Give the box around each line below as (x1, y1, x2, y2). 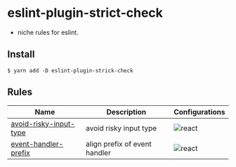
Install (7, 48, 35, 60)
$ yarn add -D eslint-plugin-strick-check (7, 67, 133, 74)
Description (106, 107, 147, 116)
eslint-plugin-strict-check (7, 5, 164, 21)
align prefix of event (85, 139, 152, 149)
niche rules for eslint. (17, 28, 79, 36)
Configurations (173, 107, 225, 116)
